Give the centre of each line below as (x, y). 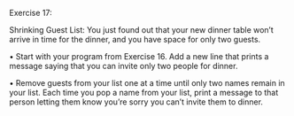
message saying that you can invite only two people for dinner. (124, 66)
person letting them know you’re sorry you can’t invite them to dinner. (136, 102)
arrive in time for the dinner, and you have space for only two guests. (135, 39)
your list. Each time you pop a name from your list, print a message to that (144, 93)
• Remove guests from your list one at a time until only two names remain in (147, 83)
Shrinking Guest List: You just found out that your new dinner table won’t (142, 30)
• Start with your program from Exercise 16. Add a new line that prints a (139, 56)
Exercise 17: (31, 13)
